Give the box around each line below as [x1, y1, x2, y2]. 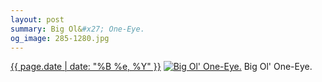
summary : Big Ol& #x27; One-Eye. [10, 24, 145, 34]
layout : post [10, 14, 65, 25]
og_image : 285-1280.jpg [10, 33, 110, 43]
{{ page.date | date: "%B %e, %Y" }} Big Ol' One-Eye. [10, 61, 313, 73]
